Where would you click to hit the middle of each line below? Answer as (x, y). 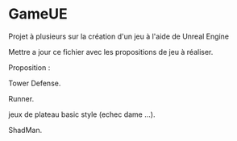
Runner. (21, 98)
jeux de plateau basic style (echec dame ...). (82, 114)
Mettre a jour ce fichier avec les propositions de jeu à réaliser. (111, 52)
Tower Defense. (35, 83)
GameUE (38, 14)
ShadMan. (25, 130)
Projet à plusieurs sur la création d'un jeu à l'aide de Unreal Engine (119, 36)
